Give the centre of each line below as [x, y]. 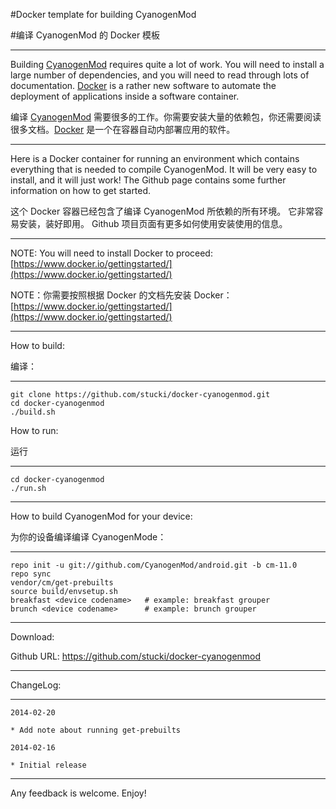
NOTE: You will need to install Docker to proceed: [111, 253]
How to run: [34, 430]
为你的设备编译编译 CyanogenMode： [88, 537]
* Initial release [48, 765]
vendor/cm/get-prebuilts [62, 583]
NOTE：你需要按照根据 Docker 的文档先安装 [101, 295]
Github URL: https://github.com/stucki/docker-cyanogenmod [136, 656]
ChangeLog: [36, 685]
